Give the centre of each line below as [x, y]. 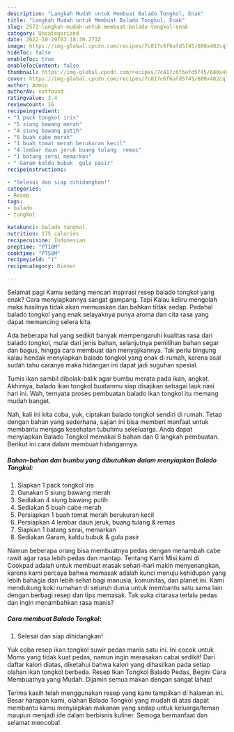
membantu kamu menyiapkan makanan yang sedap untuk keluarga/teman [113, 708]
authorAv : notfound [36, 91]
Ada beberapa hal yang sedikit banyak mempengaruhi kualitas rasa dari [110, 335]
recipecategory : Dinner [42, 266]
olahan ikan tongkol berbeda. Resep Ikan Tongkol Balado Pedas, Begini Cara [117, 672]
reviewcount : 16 [31, 105]
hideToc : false [29, 53]
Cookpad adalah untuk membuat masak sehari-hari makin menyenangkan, [114, 565]
